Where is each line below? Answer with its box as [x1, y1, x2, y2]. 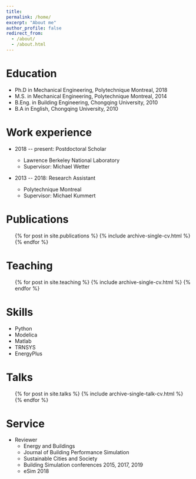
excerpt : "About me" [6, 19, 57, 25]
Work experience [6, 126, 92, 139]
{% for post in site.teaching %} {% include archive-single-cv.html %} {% [14, 278, 191, 286]
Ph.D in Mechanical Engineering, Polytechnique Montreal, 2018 [14, 86, 168, 93]
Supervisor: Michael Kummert [23, 192, 96, 199]
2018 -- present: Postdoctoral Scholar [14, 145, 107, 152]
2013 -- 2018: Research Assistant [14, 174, 96, 181]
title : [6, 8, 22, 15]
